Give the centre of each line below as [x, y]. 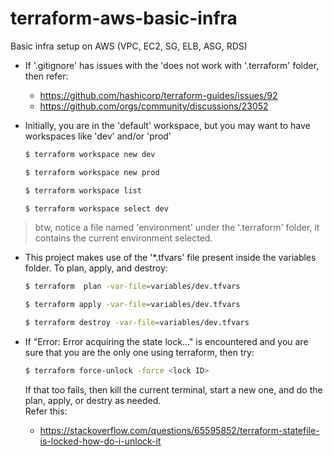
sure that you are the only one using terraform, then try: [139, 353]
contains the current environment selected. [123, 238]
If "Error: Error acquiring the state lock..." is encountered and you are [166, 342]
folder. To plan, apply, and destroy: [96, 268]
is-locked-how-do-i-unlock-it [100, 441]
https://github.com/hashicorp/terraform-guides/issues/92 [158, 95]
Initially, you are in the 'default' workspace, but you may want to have [167, 125]
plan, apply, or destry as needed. [93, 400]
